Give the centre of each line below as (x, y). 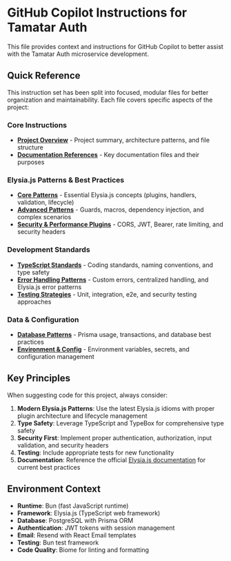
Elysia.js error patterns (49, 287)
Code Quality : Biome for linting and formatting (83, 550)
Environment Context (54, 489)
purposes (31, 162)
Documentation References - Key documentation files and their (108, 155)
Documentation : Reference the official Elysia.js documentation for (111, 460)
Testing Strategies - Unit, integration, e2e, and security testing (107, 294)
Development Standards (49, 250)
